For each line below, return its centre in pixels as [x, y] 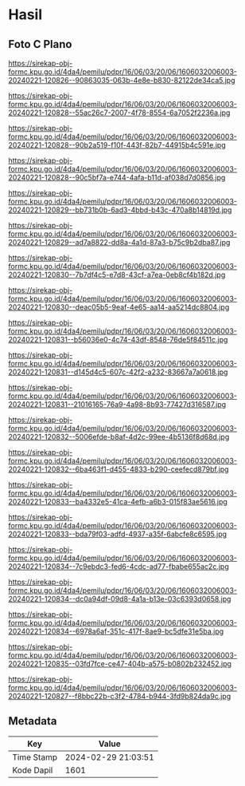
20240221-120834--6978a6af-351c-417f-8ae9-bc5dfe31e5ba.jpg [116, 631]
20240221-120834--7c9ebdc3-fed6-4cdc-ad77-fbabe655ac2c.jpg [119, 567]
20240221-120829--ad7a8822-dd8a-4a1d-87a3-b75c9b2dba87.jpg [119, 242]
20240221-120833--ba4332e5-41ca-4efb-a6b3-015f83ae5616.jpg [118, 502]
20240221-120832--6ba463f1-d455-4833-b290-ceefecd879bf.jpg [119, 469]
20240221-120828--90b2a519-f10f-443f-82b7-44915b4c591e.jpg [117, 145]
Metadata [33, 721]
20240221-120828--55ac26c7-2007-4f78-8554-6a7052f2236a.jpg [119, 113]
